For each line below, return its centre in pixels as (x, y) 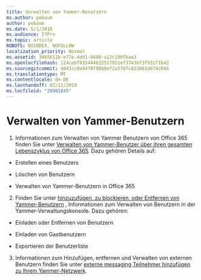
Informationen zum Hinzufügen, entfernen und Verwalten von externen (104, 258)
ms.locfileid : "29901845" (39, 91)
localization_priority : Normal (46, 52)
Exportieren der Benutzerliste (52, 246)
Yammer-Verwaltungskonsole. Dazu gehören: (72, 211)
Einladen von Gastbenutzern (50, 234)
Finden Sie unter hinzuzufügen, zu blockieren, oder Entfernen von (97, 197)
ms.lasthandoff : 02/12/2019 (42, 86)
